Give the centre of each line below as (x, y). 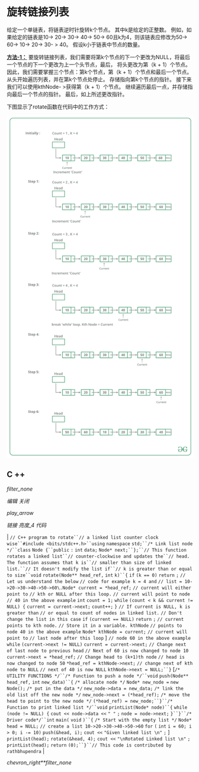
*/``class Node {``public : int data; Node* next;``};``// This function (97, 550)
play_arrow (20, 512)
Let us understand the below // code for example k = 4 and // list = (94, 581)
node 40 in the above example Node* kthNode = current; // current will (97, 632)
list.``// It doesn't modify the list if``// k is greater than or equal (100, 569)
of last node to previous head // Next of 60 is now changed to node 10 (98, 651)
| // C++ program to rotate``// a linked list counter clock (83, 537)
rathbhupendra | (26, 751)
